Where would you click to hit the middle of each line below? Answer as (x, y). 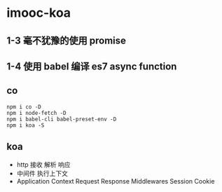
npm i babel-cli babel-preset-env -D (62, 119)
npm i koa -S (26, 125)
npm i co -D (24, 107)
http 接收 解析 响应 (43, 164)
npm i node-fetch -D (37, 113)
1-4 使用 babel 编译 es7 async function (92, 66)
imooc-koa (39, 13)
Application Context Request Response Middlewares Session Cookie (116, 181)
